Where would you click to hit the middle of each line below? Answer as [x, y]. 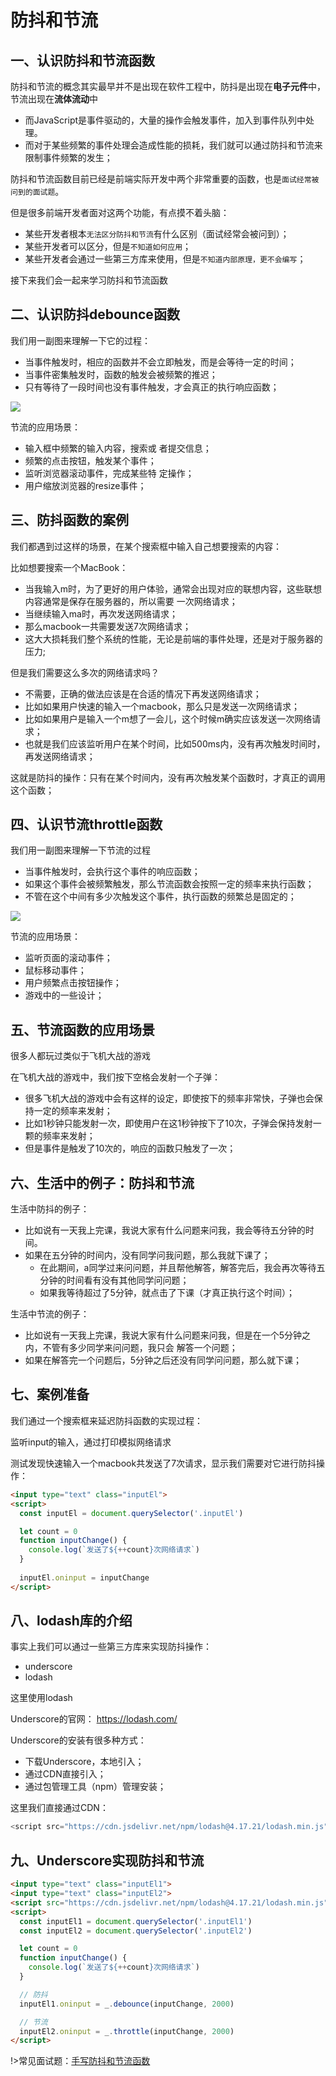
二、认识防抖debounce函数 [95, 314]
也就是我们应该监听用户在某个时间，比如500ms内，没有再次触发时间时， [175, 743]
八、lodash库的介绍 [71, 1621]
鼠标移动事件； [55, 970]
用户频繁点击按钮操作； [73, 983]
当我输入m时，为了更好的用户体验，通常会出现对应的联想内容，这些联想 [173, 588]
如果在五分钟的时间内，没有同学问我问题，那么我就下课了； [147, 1255]
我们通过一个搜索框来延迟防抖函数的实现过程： [106, 1420]
